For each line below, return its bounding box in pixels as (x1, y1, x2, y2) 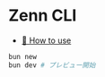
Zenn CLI (8, 5, 77, 26)
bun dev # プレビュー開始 (8, 60, 96, 70)
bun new (8, 52, 38, 61)
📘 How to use (21, 35, 72, 46)
